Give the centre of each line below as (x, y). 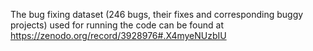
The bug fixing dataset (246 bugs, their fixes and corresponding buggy (157, 14)
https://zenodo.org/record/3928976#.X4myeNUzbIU (118, 35)
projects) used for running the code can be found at (117, 25)
